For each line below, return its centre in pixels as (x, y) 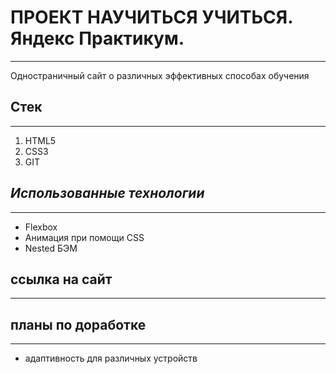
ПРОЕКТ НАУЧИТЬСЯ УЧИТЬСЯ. (151, 17)
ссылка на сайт (61, 279)
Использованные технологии (107, 193)
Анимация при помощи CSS (84, 237)
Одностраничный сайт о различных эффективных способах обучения (160, 75)
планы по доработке (78, 324)
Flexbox (41, 227)
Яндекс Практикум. (97, 38)
